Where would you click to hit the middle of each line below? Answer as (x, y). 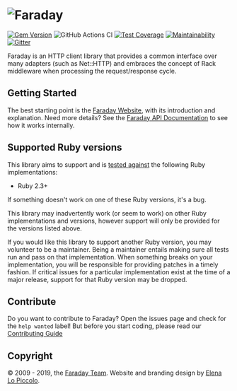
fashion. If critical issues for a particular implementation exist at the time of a (119, 272)
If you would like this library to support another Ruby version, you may (110, 242)
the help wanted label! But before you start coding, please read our (104, 326)
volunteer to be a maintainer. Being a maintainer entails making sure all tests (118, 249)
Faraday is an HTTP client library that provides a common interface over (112, 56)
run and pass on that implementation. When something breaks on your (110, 257)
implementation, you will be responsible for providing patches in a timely (113, 264)
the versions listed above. (45, 228)
